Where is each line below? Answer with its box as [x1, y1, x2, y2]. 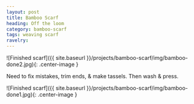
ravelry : [6, 37, 29, 43]
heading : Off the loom [6, 20, 64, 26]
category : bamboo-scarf [6, 26, 67, 32]
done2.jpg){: [6, 61, 38, 68]
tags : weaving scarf [6, 32, 59, 38]
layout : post [6, 9, 40, 15]
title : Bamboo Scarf [6, 15, 59, 21]
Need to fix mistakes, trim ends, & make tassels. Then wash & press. [6, 73, 179, 80]
